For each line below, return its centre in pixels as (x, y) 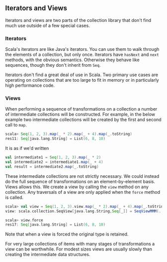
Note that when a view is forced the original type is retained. (67, 234)
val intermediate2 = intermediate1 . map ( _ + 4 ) (54, 162)
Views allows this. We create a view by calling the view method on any (77, 187)
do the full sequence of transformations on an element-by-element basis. (80, 181)
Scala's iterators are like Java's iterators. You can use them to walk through (82, 49)
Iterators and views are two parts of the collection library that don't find (78, 20)
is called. (14, 197)
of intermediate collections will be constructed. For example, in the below (80, 115)
